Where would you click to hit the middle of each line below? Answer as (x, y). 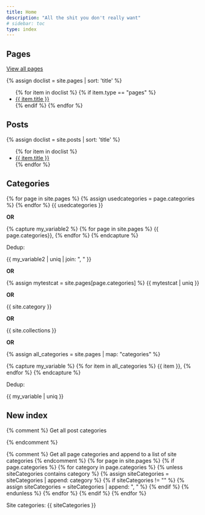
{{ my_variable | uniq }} (35, 396)
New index (27, 415)
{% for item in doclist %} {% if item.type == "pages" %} (85, 93)
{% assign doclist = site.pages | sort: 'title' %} (64, 81)
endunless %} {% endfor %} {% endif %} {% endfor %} (76, 493)
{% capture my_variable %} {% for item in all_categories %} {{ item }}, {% (99, 366)
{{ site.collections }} (32, 330)
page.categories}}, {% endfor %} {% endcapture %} (73, 235)
